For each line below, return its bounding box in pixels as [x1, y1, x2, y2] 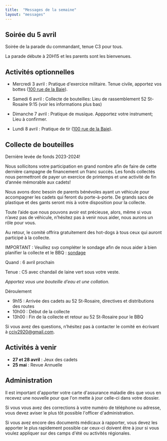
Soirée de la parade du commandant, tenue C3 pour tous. [5, 43, 123, 50]
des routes [12, 303, 35, 309]
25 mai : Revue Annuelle [12, 362, 63, 368]
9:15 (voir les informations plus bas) [29, 101, 102, 107]
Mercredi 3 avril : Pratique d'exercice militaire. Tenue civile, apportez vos [12, 81, 162, 87]
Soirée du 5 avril [5, 30, 57, 39]
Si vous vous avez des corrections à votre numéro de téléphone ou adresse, [5, 405, 161, 411]
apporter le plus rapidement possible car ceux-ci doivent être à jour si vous [5, 425, 159, 431]
